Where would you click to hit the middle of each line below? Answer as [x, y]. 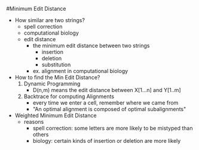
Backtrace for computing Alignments [69, 96]
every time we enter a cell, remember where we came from [105, 103]
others [41, 134]
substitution [56, 65]
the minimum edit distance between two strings [91, 45]
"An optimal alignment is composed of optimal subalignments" [109, 109]
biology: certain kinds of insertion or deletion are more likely [107, 141]
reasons [34, 122]
